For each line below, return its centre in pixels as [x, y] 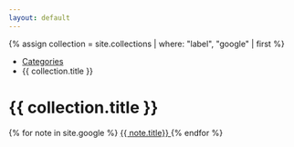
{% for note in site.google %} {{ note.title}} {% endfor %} [116, 132]
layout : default [39, 18]
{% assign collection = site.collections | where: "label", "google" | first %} [147, 44]
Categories [42, 61]
